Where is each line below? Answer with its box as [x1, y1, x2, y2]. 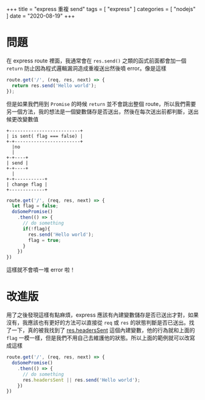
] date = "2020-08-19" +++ [6, 12, 75, 20]
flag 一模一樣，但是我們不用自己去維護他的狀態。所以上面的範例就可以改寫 [6, 334, 195, 342]
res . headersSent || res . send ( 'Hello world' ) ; [22, 377, 140, 383]
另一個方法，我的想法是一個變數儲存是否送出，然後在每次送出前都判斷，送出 [6, 108, 199, 115]
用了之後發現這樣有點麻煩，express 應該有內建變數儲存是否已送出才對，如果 [6, 311, 199, 319]
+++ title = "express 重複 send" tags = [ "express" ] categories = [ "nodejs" [6, 6, 196, 12]
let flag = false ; [12, 203, 59, 209]
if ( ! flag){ [22, 225, 51, 232]
